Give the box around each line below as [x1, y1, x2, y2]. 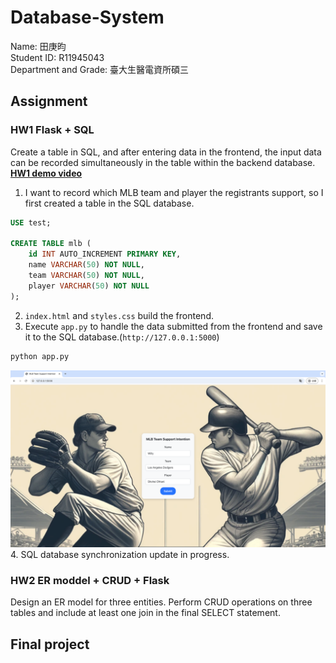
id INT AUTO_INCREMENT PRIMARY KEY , [28, 249, 182, 260]
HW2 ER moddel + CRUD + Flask [10, 573, 170, 587]
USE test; [10, 217, 52, 228]
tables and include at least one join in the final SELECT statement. [10, 607, 281, 619]
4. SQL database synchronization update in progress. [10, 549, 230, 560]
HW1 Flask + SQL [10, 123, 95, 137]
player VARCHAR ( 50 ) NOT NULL [28, 281, 150, 291]
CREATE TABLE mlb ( [10, 239, 92, 249]
